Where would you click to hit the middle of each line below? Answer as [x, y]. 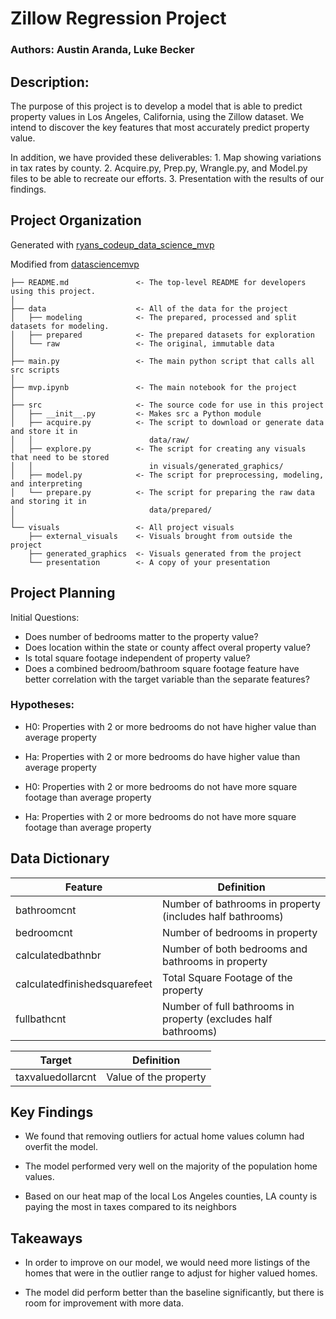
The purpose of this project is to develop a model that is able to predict [156, 106]
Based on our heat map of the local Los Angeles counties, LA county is [171, 1196]
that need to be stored [60, 457]
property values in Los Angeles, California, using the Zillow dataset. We [157, 116]
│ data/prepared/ [111, 510]
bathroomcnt [46, 910]
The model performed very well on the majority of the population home [171, 1166]
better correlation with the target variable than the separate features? [167, 679]
